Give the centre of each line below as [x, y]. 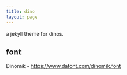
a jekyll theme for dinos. [35, 33]
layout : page [22, 17]
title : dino [20, 11]
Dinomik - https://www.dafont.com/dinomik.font [63, 66]
